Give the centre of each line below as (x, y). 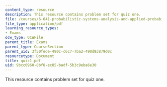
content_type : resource (30, 10)
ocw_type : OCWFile (24, 38)
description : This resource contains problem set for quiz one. (73, 14)
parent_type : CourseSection (34, 47)
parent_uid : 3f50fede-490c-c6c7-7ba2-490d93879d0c (59, 51)
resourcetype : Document (30, 56)
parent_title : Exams (27, 42)
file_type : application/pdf (34, 24)
